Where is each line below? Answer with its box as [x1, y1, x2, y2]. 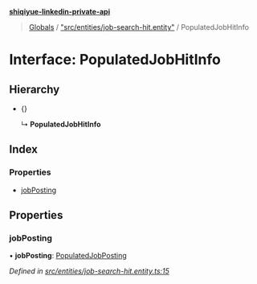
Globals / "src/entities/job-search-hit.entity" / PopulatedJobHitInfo [28, 23, 250, 31]
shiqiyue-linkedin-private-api [9, 7, 111, 16]
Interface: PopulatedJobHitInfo [9, 51, 222, 69]
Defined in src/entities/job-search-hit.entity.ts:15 [9, 266, 169, 276]
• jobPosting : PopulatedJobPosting [9, 251, 127, 261]
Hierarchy [9, 82, 60, 96]
